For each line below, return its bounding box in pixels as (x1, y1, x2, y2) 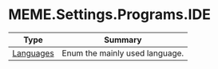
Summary (103, 34, 142, 45)
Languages (12, 48, 54, 59)
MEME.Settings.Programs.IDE (8, 6, 212, 24)
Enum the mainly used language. (61, 48, 184, 59)
